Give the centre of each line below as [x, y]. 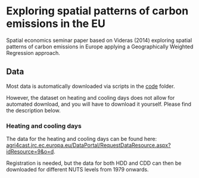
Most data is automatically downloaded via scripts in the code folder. [91, 86]
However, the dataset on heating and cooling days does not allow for [91, 97]
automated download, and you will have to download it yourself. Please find [99, 104]
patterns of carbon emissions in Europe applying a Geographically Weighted [100, 47]
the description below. [33, 110]
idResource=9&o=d [30, 152]
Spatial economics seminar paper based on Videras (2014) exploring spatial [99, 40]
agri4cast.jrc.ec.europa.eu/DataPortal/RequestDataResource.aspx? [88, 145]
